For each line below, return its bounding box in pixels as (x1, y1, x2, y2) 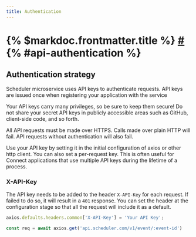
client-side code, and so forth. (6, 115, 79, 122)
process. (6, 162, 28, 170)
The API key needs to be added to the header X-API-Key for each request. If (6, 191, 189, 198)
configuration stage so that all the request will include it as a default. (6, 203, 171, 210)
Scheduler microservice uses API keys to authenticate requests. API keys (6, 85, 183, 92)
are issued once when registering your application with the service (6, 92, 167, 99)
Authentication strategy (6, 70, 96, 80)
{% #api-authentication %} (6, 46, 141, 59)
